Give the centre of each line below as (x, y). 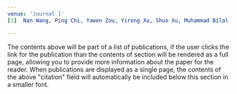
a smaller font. (28, 84)
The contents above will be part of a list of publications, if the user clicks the (118, 47)
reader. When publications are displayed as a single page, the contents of (114, 69)
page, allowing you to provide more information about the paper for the (110, 61)
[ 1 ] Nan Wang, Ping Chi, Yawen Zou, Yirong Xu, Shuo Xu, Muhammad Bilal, (120, 20)
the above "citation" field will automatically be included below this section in (118, 77)
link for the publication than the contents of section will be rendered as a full (118, 54)
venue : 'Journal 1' (36, 14)
